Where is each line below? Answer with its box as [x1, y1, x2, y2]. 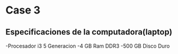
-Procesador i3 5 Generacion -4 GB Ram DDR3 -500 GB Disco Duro [5, 42, 170, 49]
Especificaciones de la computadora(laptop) [5, 27, 173, 37]
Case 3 [5, 4, 41, 17]
